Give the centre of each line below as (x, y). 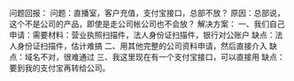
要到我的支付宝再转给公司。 (60, 68)
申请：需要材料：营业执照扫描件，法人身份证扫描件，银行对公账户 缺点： (142, 35)
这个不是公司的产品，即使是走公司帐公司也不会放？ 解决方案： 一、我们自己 (147, 24)
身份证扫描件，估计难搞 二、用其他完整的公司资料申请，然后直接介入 (142, 46)
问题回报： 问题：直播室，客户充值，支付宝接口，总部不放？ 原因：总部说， (147, 13)
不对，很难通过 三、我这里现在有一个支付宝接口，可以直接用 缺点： (162, 57)
